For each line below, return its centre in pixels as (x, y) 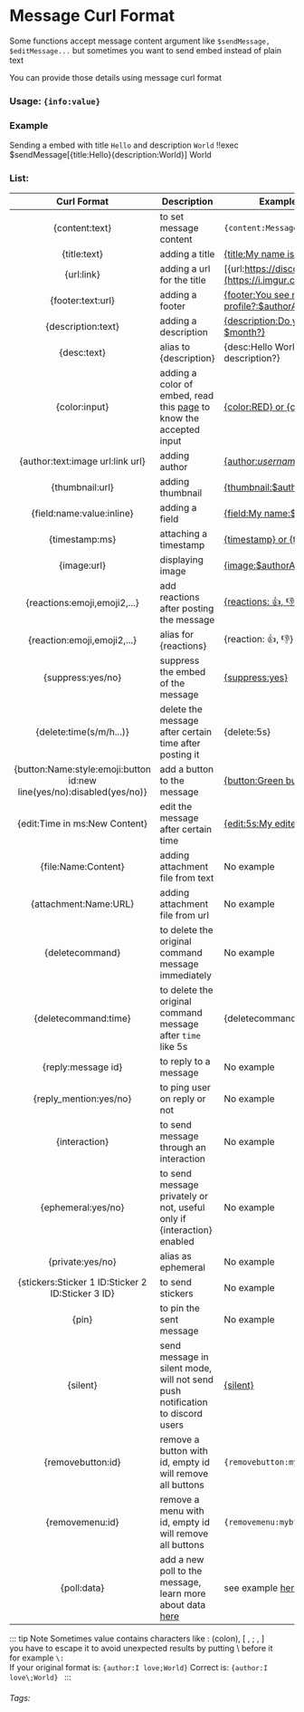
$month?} (244, 332)
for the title (183, 280)
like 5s (174, 1047)
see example (251, 1588)
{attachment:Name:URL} (82, 904)
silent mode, (186, 1369)
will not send (187, 1380)
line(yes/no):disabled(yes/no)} (82, 792)
